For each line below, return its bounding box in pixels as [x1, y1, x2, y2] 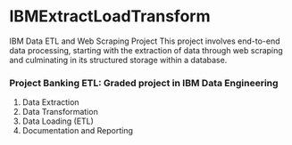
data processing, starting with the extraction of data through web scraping [9, 44, 283, 55]
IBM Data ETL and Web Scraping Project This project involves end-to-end [9, 36, 280, 46]
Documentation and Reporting [21, 125, 134, 136]
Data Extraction [21, 97, 79, 108]
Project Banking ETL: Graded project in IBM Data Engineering [9, 77, 279, 89]
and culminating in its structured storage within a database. [9, 54, 228, 65]
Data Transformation [21, 107, 98, 117]
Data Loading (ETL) [21, 116, 94, 126]
